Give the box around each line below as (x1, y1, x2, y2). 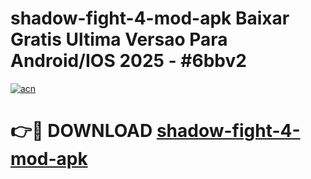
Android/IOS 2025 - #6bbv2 (10, 50, 247, 72)
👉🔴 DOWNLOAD (10, 120, 153, 142)
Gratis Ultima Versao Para (10, 28, 228, 51)
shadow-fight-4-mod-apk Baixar (10, 7, 290, 30)
